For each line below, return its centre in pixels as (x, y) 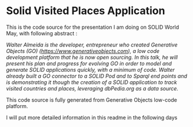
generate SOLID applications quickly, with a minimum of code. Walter (91, 69)
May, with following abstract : (42, 33)
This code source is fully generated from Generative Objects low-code (92, 100)
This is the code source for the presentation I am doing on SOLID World (93, 27)
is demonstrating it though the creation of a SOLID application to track (92, 82)
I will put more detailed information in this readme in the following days (92, 117)
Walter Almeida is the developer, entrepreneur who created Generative (92, 45)
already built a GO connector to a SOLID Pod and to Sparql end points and (96, 76)
